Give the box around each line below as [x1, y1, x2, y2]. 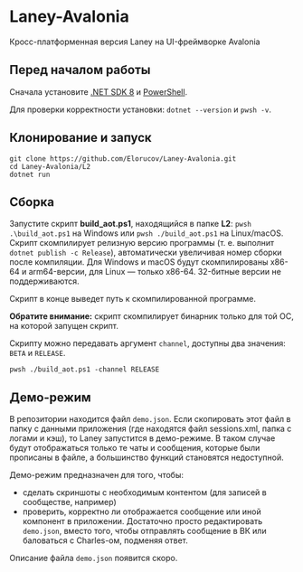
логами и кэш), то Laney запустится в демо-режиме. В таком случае [9, 433, 276, 444]
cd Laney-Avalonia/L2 [9, 162, 91, 171]
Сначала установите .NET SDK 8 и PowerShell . [9, 86, 188, 97]
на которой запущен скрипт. [9, 321, 119, 332]
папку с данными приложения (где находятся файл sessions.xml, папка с [9, 423, 292, 435]
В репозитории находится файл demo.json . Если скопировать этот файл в [9, 414, 291, 425]
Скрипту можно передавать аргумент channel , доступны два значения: [9, 338, 287, 349]
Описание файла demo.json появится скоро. [9, 553, 178, 564]
